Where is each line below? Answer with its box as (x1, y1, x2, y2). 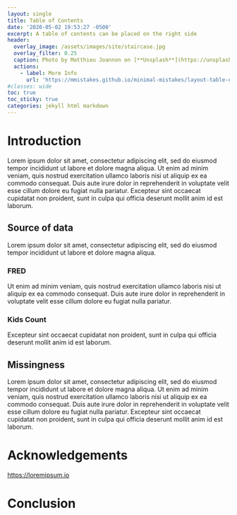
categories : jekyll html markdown (7, 103, 109, 110)
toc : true (7, 89, 37, 96)
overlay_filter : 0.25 (13, 50, 78, 57)
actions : (13, 63, 39, 70)
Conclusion (7, 496, 76, 511)
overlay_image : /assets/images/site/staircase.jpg (13, 43, 166, 50)
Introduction (7, 133, 82, 149)
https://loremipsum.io (7, 470, 70, 479)
